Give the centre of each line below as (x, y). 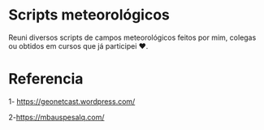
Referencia (46, 79)
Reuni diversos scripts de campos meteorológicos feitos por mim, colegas (132, 37)
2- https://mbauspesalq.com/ (56, 117)
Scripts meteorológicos (89, 15)
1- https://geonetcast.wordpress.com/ (72, 101)
